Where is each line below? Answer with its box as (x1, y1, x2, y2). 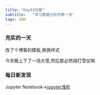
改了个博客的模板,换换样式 (5, 46, 60, 53)
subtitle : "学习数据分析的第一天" (5, 12, 75, 17)
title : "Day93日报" (5, 7, 45, 13)
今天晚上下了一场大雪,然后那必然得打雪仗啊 (5, 58, 95, 64)
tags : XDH (5, 17, 26, 22)
